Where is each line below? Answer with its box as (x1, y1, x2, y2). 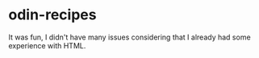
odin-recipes (8, 6, 97, 24)
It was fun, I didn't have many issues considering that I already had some (8, 32, 252, 42)
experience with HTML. (8, 40, 86, 50)
